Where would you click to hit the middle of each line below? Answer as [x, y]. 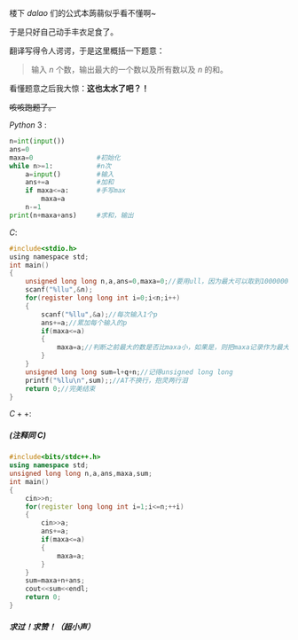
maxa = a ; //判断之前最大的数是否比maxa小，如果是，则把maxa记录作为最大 [173, 347]
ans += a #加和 [70, 183]
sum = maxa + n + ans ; [55, 581]
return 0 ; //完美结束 [60, 388]
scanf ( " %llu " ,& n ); [59, 290]
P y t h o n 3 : [28, 125]
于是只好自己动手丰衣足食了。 [63, 32]
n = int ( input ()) [37, 141]
